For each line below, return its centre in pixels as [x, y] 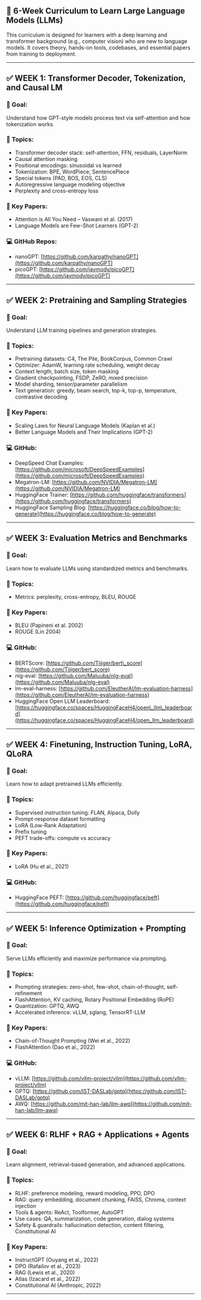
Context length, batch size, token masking [67, 372]
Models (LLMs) [35, 21]
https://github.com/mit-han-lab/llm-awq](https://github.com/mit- [112, 1104]
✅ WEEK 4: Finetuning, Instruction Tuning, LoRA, [99, 745]
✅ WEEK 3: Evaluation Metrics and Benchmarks [97, 538]
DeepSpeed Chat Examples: [49, 463]
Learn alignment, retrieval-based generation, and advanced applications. [96, 1165]
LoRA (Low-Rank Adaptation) [51, 825]
